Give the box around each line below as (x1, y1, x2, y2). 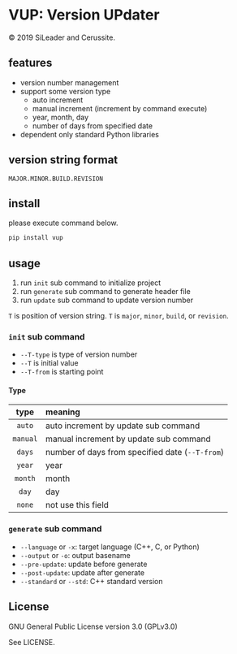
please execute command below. (8, 218, 119, 228)
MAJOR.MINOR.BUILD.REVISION (8, 175, 104, 183)
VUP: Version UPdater (8, 6, 160, 24)
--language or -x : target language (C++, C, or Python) (19, 542, 200, 552)
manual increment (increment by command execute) (32, 103, 208, 113)
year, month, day (32, 112, 89, 122)
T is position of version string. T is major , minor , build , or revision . (8, 311, 229, 321)
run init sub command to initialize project (19, 278, 162, 288)
